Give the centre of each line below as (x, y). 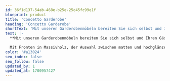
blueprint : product (26, 15)
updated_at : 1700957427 (30, 71)
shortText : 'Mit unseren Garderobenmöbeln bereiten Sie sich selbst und (83, 29)
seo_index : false (24, 57)
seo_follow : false (25, 61)
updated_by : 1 (20, 66)
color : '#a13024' (24, 52)
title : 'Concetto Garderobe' (36, 19)
